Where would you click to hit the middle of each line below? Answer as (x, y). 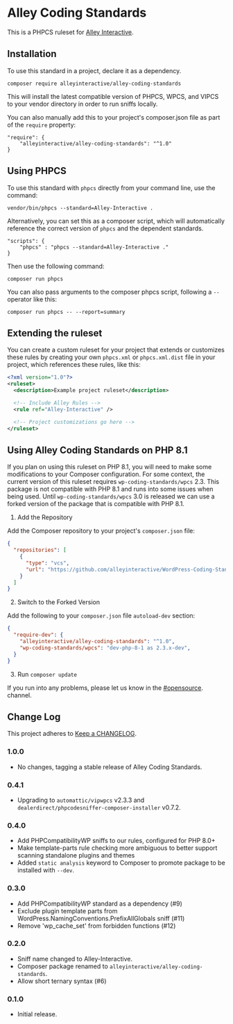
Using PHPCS (37, 171)
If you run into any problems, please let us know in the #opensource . (105, 688)
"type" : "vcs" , (48, 563)
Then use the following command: (56, 266)
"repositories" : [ (40, 550)
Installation (32, 54)
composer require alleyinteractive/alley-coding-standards (94, 84)
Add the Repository (45, 517)
